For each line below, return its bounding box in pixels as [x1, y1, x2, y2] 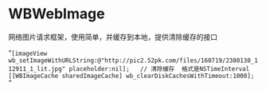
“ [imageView [8, 48, 48, 57]
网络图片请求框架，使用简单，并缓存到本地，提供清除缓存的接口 [8, 32, 217, 41]
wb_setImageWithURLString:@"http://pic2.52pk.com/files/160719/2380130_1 [8, 57, 259, 65]
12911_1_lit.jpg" [8, 65, 66, 72]
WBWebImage [8, 5, 105, 23]
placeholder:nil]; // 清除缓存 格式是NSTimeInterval [68, 65, 250, 72]
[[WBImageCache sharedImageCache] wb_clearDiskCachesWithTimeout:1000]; [8, 72, 255, 80]
